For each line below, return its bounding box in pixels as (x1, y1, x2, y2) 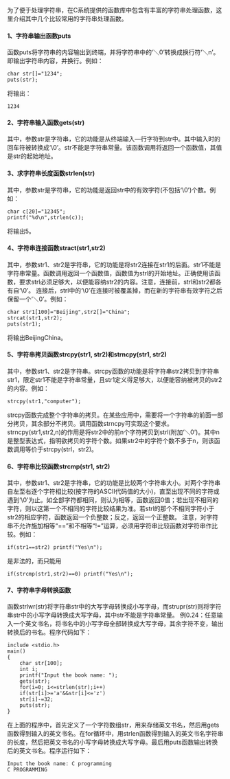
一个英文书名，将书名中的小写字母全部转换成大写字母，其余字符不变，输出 (12, 620, 224, 628)
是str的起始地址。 (7, 152, 57, 160)
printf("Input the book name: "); (19, 672, 118, 679)
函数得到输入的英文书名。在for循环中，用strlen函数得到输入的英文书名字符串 (7, 730, 224, 738)
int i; (19, 666, 38, 673)
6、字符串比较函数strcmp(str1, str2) (7, 462, 111, 471)
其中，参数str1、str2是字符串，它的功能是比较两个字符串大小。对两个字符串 (7, 479, 221, 487)
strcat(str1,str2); (7, 315, 63, 321)
